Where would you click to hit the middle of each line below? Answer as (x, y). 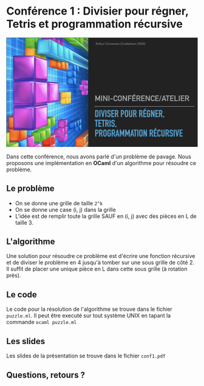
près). (14, 276)
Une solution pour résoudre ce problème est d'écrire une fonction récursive (101, 256)
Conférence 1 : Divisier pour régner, (97, 11)
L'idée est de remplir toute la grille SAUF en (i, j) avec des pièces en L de (106, 216)
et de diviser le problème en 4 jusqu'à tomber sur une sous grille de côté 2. (100, 263)
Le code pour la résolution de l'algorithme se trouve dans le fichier (90, 309)
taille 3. (24, 222)
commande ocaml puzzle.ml (42, 322)
